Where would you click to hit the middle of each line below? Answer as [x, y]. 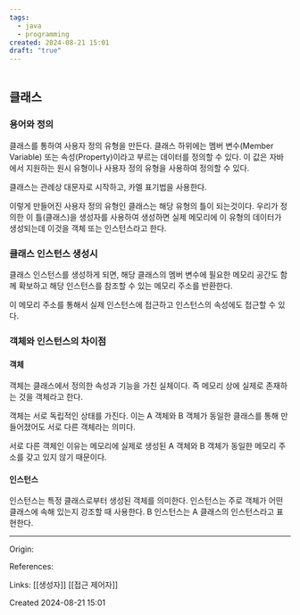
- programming [43, 34]
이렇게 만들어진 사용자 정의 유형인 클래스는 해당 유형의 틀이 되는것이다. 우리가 [144, 205]
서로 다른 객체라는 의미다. [92, 427]
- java [29, 26]
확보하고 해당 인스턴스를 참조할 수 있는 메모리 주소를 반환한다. [126, 286]
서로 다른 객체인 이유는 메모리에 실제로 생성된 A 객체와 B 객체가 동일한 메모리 [143, 446]
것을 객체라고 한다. [50, 397]
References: [31, 567]
